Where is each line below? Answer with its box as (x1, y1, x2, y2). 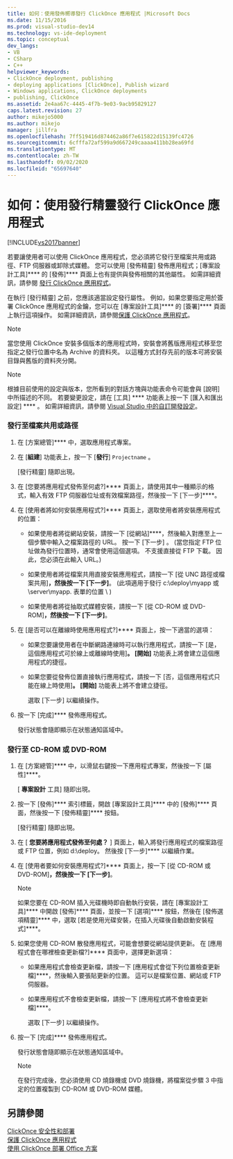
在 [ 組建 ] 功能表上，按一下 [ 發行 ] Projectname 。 (17, 452, 155, 461)
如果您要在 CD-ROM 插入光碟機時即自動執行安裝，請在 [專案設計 (17, 898, 202, 907)
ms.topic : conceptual (7, 36, 70, 43)
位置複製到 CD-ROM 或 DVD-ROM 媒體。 (29, 1085, 147, 1093)
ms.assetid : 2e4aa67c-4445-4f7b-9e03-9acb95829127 (7, 101, 157, 108)
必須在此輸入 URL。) (46, 555, 102, 564)
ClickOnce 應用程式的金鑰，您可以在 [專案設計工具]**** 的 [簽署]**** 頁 (15, 302, 220, 310)
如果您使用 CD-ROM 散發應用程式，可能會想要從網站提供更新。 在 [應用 (17, 939, 223, 948)
